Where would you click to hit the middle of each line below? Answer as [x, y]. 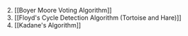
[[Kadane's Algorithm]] [48, 25]
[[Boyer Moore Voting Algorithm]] [63, 10]
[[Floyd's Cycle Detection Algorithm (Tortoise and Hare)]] [98, 18]
